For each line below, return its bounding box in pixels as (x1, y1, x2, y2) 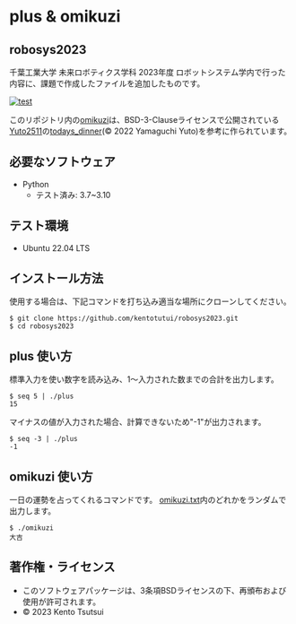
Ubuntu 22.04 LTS (22, 242, 91, 253)
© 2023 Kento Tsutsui (22, 606, 105, 617)
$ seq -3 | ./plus (9, 435, 78, 444)
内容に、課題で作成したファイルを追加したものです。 (9, 78, 205, 89)
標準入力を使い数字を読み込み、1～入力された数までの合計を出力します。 (9, 374, 280, 385)
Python (22, 178, 49, 189)
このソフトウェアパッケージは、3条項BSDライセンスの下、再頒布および (22, 585, 287, 595)
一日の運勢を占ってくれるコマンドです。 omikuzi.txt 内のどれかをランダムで (9, 495, 287, 506)
